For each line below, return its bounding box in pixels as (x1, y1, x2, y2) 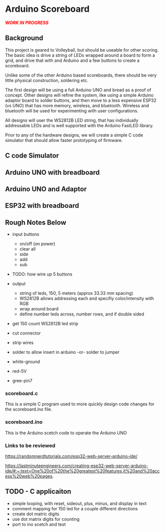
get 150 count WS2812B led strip (12, 321, 79, 327)
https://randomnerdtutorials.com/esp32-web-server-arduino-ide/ (5, 453, 137, 459)
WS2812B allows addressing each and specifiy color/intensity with (19, 296, 154, 302)
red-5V (12, 368, 27, 374)
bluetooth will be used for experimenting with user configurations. (5, 108, 138, 113)
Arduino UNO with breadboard (5, 168, 100, 176)
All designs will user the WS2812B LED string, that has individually (5, 117, 138, 123)
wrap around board (19, 306, 59, 312)
